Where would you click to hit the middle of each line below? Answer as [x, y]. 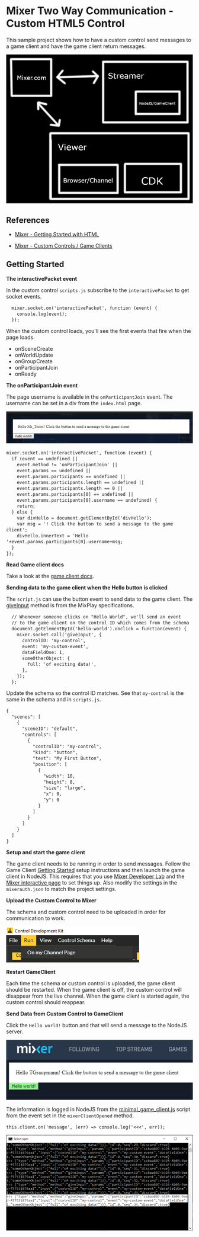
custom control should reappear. [46, 1002]
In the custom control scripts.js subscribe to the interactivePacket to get [98, 290]
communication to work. [36, 918]
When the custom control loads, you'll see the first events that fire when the [99, 331]
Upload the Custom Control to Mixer [51, 900]
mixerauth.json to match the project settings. [61, 889]
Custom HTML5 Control [65, 23]
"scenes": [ [26, 717]
